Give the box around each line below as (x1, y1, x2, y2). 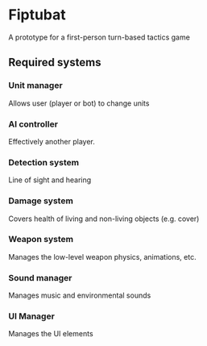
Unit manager (8, 80, 63, 91)
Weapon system (8, 234, 74, 245)
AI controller (8, 119, 59, 130)
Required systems (8, 56, 101, 69)
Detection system (8, 156, 79, 168)
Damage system (8, 195, 74, 206)
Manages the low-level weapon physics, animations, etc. (8, 252, 197, 261)
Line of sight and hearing (8, 175, 92, 185)
